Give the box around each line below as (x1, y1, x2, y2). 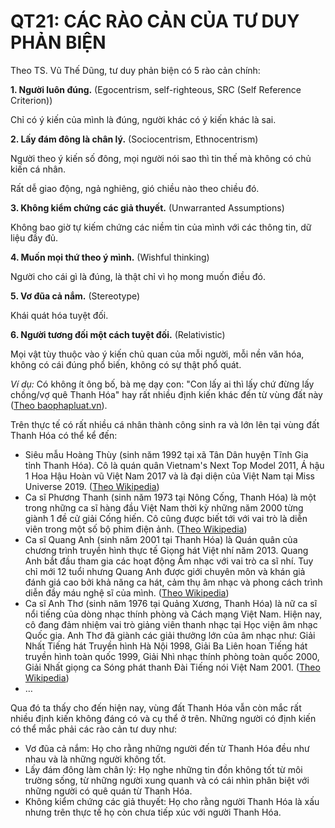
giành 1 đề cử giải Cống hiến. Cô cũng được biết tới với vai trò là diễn (24, 512, 308, 524)
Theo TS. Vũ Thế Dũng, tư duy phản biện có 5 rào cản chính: (10, 64, 261, 76)
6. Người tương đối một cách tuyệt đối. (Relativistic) (10, 328, 226, 340)
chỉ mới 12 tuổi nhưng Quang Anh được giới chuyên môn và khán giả (24, 565, 306, 577)
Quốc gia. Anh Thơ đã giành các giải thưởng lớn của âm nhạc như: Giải (24, 629, 316, 641)
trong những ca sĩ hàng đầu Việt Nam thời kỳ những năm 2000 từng (24, 501, 304, 514)
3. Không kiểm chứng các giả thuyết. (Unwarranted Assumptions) (10, 201, 285, 214)
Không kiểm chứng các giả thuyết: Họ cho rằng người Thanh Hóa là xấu (24, 795, 320, 807)
